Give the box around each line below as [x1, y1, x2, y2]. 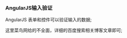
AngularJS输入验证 [5, 4, 53, 11]
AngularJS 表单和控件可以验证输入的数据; [5, 16, 92, 23]
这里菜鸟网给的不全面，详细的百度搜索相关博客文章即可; [5, 27, 123, 33]
